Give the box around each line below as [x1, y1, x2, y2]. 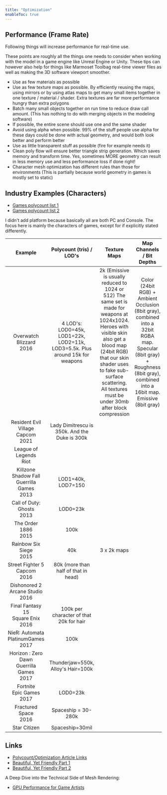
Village [18, 425, 34, 432]
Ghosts [17, 506, 35, 513]
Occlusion [136, 301, 160, 308]
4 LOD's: [61, 320, 82, 327]
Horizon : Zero [9, 650, 43, 657]
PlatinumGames [7, 636, 45, 643]
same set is [101, 298, 128, 305]
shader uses [100, 361, 129, 368]
